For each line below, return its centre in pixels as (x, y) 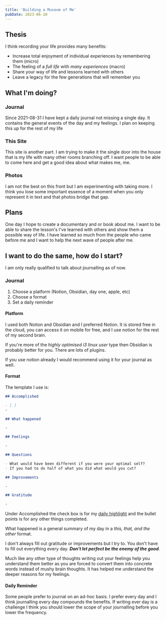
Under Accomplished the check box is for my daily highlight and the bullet (81, 514)
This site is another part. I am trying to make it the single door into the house (83, 152)
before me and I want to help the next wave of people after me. (69, 240)
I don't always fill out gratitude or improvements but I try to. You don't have (82, 543)
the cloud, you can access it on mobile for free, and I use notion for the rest (82, 330)
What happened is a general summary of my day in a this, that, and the (78, 529)
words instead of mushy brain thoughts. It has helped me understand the (80, 569)
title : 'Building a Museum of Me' (41, 10)
